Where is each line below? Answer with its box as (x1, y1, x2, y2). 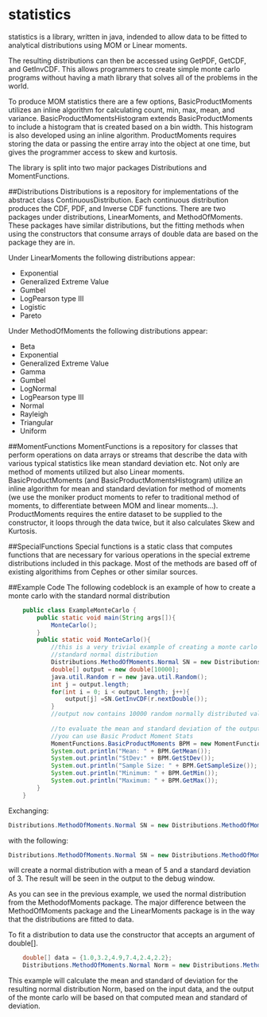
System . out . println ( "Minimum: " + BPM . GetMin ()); (50, 769, 219, 777)
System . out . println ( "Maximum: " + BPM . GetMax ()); (50, 776, 219, 785)
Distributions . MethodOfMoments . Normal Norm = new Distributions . (22, 961, 244, 969)
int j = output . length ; (50, 680, 130, 688)
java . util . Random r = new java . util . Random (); (50, 673, 208, 681)
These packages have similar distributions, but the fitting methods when (8, 221, 245, 230)
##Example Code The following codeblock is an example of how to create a (8, 582, 256, 592)
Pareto (19, 311, 42, 320)
